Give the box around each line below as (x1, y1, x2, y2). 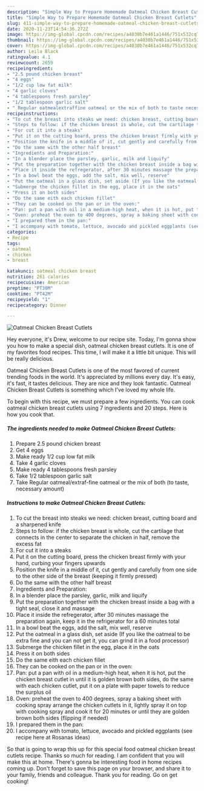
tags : (7, 240, 21, 246)
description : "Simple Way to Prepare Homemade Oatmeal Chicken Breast (7, 8, 189, 15)
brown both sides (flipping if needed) (15, 715, 108, 722)
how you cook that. (7, 411, 55, 418)
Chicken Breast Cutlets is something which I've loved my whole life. (7, 386, 176, 393)
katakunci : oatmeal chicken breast (7, 268, 97, 274)
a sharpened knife (15, 521, 61, 528)
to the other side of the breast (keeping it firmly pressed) (15, 572, 158, 580)
